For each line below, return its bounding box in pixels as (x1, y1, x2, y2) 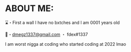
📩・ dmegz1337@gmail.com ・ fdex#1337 (5, 31, 88, 37)
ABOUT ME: (5, 3, 54, 14)
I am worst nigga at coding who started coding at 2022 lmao (5, 41, 127, 47)
